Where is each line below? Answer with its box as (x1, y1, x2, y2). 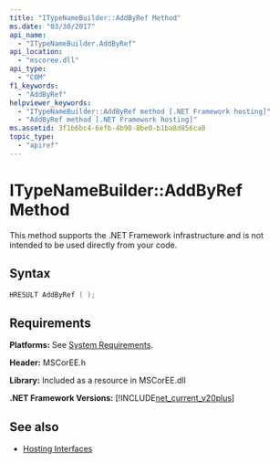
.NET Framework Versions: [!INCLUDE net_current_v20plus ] (9, 393, 235, 404)
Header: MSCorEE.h (9, 357, 87, 368)
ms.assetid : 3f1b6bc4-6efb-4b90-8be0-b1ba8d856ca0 (9, 124, 206, 133)
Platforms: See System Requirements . (9, 340, 153, 351)
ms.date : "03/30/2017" (9, 22, 96, 31)
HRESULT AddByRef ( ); (9, 289, 96, 300)
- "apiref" (17, 141, 59, 150)
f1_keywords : (9, 81, 59, 90)
